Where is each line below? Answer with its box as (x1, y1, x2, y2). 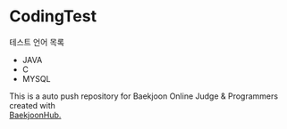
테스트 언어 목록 (9, 36, 65, 47)
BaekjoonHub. (9, 109, 62, 120)
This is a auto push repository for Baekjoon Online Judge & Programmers (9, 91, 279, 101)
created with (9, 100, 56, 110)
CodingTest (9, 6, 97, 27)
